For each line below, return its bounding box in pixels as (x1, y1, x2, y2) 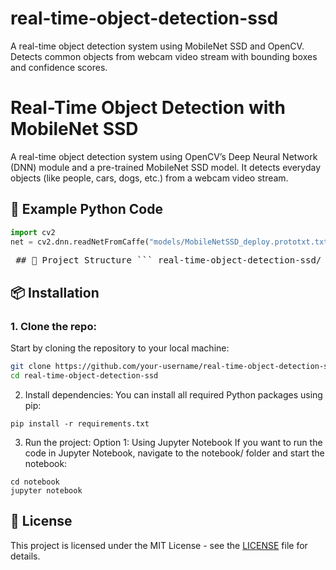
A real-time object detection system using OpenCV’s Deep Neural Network (10, 150, 318, 162)
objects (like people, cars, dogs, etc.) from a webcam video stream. (10, 172, 289, 184)
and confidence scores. (10, 61, 108, 73)
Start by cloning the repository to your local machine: (10, 342, 230, 354)
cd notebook (10, 477, 60, 487)
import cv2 (10, 227, 56, 237)
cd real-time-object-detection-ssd (10, 371, 159, 381)
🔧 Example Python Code (10, 201, 163, 218)
